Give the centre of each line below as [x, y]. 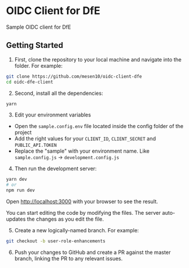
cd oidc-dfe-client [30, 82]
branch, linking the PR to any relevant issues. [69, 258]
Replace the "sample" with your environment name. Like [82, 151]
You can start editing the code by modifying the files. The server [83, 213]
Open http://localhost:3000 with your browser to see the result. [82, 201]
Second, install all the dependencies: [59, 93]
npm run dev [20, 190]
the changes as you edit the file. [65, 219]
